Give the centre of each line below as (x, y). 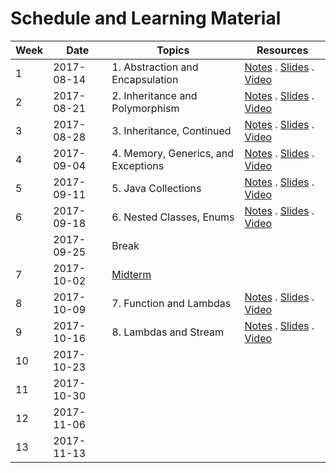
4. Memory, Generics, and (173, 153)
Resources (282, 50)
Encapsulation (145, 79)
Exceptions (138, 165)
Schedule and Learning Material (146, 18)
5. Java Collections (156, 188)
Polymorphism (145, 108)
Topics (173, 50)
